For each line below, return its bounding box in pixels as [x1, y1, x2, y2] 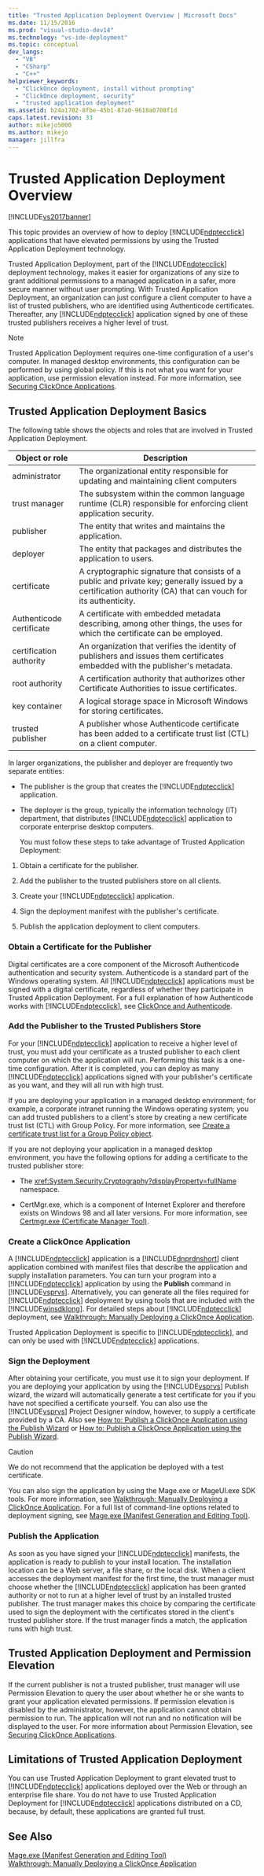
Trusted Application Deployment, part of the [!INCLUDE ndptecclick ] [8, 259, 228, 269]
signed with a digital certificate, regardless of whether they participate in [8, 984, 244, 994]
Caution [8, 1447, 34, 1457]
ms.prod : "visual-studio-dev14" [8, 26, 114, 34]
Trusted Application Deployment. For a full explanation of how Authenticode [8, 992, 254, 1002]
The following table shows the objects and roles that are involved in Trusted [8, 425, 253, 435]
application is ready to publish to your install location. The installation [8, 1557, 232, 1566]
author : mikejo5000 [8, 121, 72, 129]
